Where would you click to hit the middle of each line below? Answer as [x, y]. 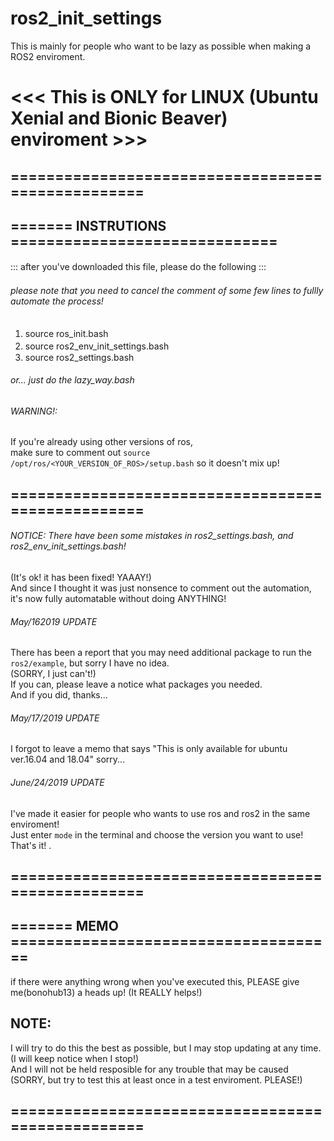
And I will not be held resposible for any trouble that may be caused [149, 1069]
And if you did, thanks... [59, 695]
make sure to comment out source [80, 453]
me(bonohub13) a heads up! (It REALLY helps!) [106, 992]
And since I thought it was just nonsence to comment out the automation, [161, 588]
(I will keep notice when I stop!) [75, 1058]
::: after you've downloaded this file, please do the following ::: [138, 267]
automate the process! [57, 301]
